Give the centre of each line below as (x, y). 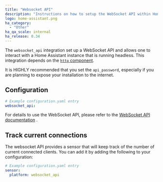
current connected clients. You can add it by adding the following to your (78, 152)
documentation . (21, 120)
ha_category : (18, 23)
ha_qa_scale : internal (28, 32)
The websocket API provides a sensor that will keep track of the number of (80, 147)
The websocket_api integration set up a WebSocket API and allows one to (78, 50)
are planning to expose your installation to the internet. (60, 75)
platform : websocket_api (34, 175)
